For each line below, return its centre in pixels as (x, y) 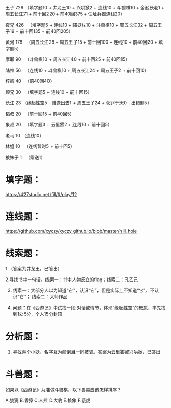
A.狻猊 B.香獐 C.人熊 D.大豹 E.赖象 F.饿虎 (48, 400)
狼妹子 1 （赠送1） (26, 157)
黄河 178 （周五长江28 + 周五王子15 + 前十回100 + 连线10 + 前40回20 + (81, 42)
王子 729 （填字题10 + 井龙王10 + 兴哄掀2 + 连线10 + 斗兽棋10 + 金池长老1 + (85, 7)
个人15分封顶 (48, 314)
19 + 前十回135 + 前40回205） (41, 31)
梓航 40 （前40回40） (30, 81)
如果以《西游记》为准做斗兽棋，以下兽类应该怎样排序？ (63, 389)
